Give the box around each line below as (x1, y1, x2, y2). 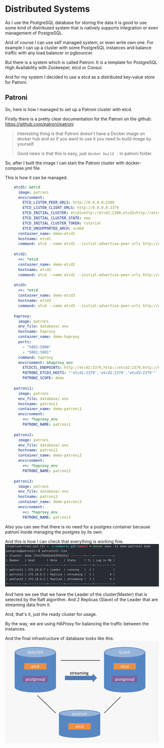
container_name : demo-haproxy (18, 334, 80, 340)
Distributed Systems (5, 3, 90, 15)
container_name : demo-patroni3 (18, 499, 82, 504)
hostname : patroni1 (18, 401, 58, 407)
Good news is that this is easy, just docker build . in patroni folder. (17, 150, 153, 156)
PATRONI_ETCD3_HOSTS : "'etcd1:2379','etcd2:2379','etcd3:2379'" (22, 370, 156, 375)
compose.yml (5, 165, 33, 171)
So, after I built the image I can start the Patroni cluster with (5, 160, 124, 166)
